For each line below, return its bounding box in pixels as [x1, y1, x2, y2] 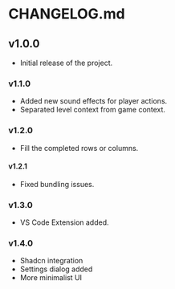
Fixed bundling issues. [19, 179, 95, 189]
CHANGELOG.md [8, 5, 126, 23]
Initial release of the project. [19, 58, 113, 67]
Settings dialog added [19, 264, 93, 274]
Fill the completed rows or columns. [19, 143, 139, 153]
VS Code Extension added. [19, 218, 110, 227]
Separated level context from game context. [19, 105, 166, 115]
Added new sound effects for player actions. [19, 96, 168, 106]
